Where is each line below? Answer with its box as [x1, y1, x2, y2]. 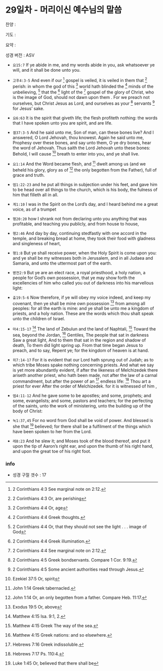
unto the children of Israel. [12, 316, 65, 322]
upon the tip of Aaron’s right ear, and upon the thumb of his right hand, [12, 443, 154, 449]
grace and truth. [12, 172, 45, 178]
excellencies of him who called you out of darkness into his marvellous [12, 280, 154, 286]
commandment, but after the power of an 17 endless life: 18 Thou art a [12, 377, 151, 384]
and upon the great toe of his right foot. [12, 448, 91, 454]
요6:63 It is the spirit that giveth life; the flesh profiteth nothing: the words [12, 115, 158, 121]
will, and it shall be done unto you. [12, 67, 81, 73]
